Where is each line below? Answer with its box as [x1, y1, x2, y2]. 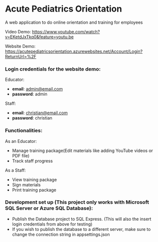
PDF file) [12, 152, 30, 158]
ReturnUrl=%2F [5, 53, 36, 59]
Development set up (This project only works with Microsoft [5, 199, 149, 206]
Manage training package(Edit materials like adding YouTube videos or [12, 148, 153, 153]
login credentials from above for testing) [12, 221, 93, 227]
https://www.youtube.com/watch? [32, 29, 100, 34]
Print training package [12, 187, 57, 193]
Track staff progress [12, 158, 53, 164]
